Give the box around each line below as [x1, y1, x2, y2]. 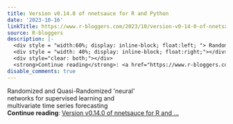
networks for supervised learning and [7, 94, 115, 102]
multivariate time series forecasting [7, 101, 108, 110]
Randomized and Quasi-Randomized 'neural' [7, 87, 135, 95]
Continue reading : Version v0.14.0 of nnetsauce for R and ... [7, 108, 179, 117]
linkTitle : [7, 23, 39, 30]
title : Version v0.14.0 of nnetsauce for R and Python [7, 10, 169, 17]
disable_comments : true [7, 68, 76, 74]
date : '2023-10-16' [7, 17, 64, 23]
